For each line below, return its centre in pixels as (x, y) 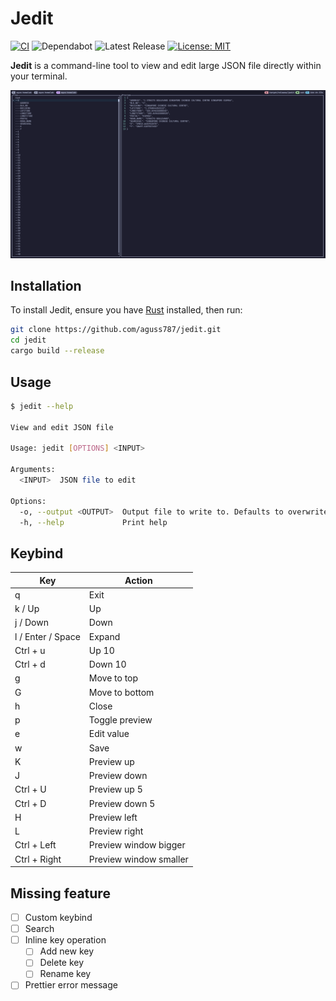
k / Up (27, 609)
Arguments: (33, 470)
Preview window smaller (138, 859)
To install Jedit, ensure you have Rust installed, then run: (126, 310)
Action (138, 580)
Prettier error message (71, 985)
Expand (104, 636)
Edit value (109, 734)
